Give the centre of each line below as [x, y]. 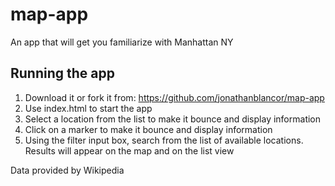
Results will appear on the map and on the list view [129, 150]
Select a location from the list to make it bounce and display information [173, 119]
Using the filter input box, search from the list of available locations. [164, 140]
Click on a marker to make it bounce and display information [148, 129]
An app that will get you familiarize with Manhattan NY [122, 42]
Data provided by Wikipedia [67, 170]
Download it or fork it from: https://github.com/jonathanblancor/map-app [174, 97]
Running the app [62, 73]
